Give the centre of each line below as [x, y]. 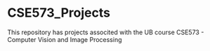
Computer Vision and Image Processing [65, 39]
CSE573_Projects [59, 13]
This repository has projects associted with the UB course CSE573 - [106, 32]
